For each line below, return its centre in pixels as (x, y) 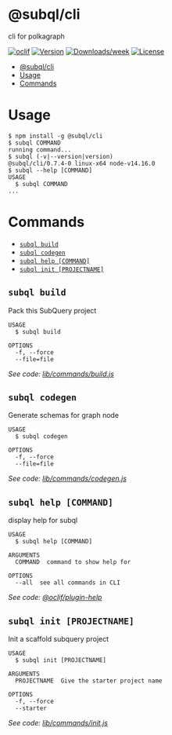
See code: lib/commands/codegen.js (68, 479)
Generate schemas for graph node (64, 415)
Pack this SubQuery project (52, 310)
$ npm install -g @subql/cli (56, 136)
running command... (40, 150)
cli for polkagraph (36, 36)
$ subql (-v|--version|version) (61, 156)
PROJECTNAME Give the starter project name (89, 681)
